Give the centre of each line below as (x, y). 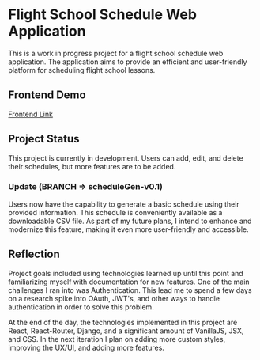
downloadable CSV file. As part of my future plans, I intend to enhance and (130, 221)
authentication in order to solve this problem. (81, 307)
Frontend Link (31, 114)
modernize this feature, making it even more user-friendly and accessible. (128, 229)
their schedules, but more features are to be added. (92, 166)
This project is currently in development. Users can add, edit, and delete (126, 158)
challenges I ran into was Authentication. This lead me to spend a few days (130, 290)
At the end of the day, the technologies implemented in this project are (123, 322)
